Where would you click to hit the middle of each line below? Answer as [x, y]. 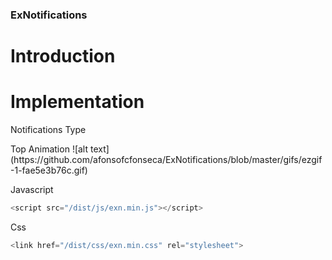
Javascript [32, 190]
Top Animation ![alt [49, 149]
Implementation [77, 102]
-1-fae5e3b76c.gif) [49, 170]
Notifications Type [48, 130]
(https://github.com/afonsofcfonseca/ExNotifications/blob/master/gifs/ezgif [166, 160]
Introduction [63, 56]
